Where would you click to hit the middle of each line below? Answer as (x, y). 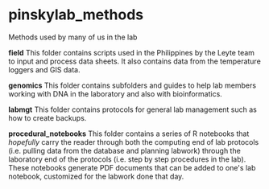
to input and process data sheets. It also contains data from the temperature (135, 61)
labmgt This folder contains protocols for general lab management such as (133, 109)
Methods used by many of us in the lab (73, 37)
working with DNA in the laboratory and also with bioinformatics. (116, 93)
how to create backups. (48, 117)
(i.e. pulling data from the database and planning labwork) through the (125, 150)
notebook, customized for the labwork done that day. (96, 176)
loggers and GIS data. (44, 69)
